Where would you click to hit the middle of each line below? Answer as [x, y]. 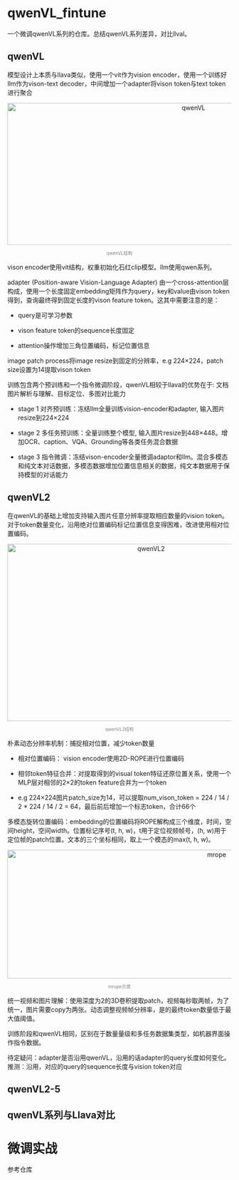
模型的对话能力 [46, 475]
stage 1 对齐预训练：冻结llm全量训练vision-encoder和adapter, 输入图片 [121, 408]
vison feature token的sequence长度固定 [76, 330]
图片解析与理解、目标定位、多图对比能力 [67, 393]
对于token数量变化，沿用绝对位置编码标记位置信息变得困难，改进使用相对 [115, 524]
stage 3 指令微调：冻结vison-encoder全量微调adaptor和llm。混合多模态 [123, 457]
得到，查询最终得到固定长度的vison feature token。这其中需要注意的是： [113, 300]
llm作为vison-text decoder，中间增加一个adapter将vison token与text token [117, 83]
